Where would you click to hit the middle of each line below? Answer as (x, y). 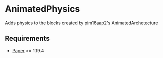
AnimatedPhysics (42, 9)
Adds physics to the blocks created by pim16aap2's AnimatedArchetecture (81, 23)
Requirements (27, 38)
